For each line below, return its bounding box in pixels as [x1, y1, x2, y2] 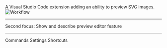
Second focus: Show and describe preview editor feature [5, 24, 122, 29]
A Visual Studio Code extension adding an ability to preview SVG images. [5, 4, 155, 10]
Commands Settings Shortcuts [5, 37, 68, 43]
